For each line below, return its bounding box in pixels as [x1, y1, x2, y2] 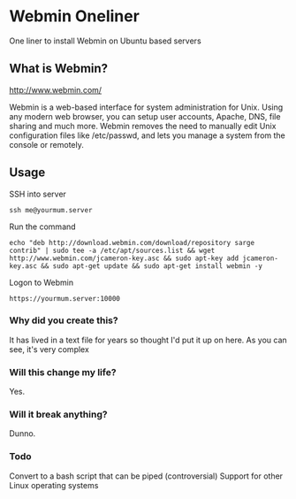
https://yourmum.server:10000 [9, 294, 121, 303]
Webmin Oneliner [9, 6, 140, 27]
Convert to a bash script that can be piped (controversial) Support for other [9, 471, 284, 481]
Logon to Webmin [9, 277, 74, 288]
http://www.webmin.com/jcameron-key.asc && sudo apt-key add [9, 254, 239, 263]
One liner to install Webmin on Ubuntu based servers [9, 35, 201, 46]
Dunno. [9, 428, 36, 439]
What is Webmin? [9, 61, 109, 76]
